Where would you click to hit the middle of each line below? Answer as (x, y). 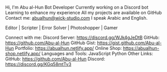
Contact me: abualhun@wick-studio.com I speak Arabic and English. (76, 18)
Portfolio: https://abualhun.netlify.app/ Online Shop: (68, 48)
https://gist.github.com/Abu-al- (129, 43)
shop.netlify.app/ (23, 53)
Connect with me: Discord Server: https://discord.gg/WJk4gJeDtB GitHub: (82, 38)
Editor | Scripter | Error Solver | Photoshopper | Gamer (62, 28)
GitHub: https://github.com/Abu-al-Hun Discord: (55, 59)
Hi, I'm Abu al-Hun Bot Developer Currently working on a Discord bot (77, 7)
